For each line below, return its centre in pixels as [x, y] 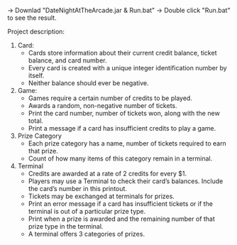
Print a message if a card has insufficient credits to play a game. [122, 128]
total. [36, 121]
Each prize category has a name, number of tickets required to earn [127, 143]
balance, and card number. [67, 60]
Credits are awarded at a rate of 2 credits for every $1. [108, 174]
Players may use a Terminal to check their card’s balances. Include [126, 181]
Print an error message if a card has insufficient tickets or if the [120, 204]
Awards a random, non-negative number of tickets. [103, 105]
